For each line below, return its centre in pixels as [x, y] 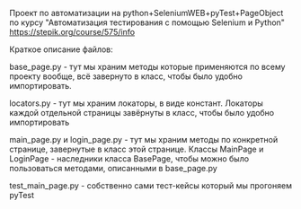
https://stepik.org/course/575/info [72, 32]
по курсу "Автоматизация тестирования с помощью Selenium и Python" [147, 22]
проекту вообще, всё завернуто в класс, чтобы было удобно [126, 76]
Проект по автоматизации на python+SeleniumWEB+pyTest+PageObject [146, 13]
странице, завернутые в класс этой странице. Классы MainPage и [137, 149]
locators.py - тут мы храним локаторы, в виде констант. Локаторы [136, 103]
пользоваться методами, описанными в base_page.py [113, 168]
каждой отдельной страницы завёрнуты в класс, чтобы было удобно [142, 113]
